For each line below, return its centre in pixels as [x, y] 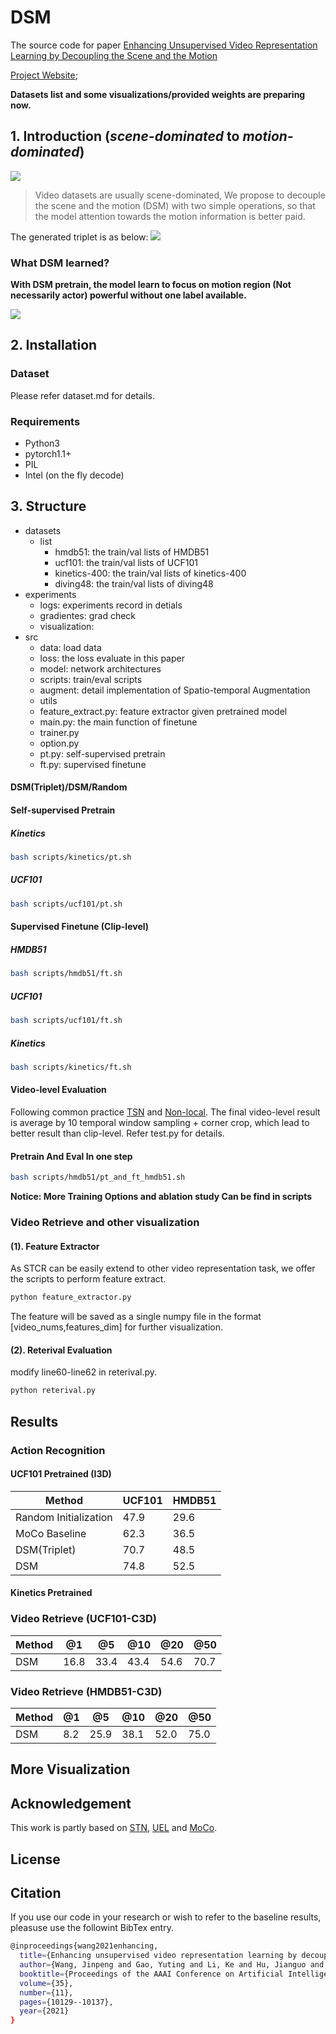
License [35, 1859]
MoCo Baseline [51, 1533]
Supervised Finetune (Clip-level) [80, 927]
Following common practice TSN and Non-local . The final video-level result [165, 1112]
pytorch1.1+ [48, 454]
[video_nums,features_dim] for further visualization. [117, 1327]
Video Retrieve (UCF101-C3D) [83, 1619]
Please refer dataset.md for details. [83, 395]
